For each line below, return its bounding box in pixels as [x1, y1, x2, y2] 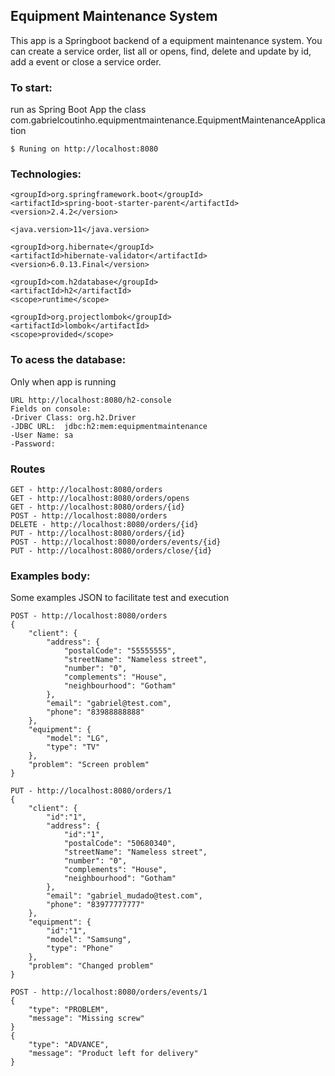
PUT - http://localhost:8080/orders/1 [10, 786, 172, 796]
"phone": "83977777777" [46, 900, 145, 910]
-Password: [10, 439, 56, 449]
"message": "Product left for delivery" [28, 1049, 199, 1059]
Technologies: [10, 167, 82, 181]
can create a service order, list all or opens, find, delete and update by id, [10, 45, 312, 57]
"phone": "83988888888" [46, 707, 145, 718]
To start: [10, 80, 53, 94]
